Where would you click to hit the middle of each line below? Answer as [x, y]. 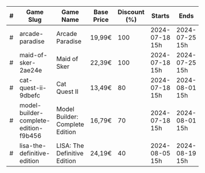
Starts [160, 16]
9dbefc [30, 95]
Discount [131, 12]
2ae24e [31, 70]
